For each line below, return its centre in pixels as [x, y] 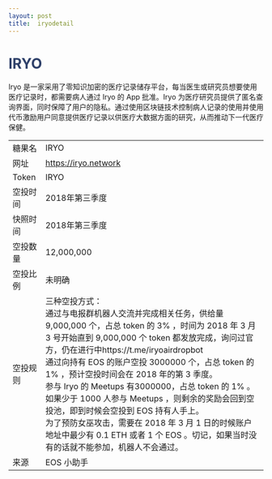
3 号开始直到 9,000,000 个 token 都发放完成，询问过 [145, 338]
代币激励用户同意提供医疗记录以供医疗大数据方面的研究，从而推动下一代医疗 [136, 118]
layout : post [30, 16]
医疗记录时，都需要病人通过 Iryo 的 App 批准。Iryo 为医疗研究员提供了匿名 [132, 97]
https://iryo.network [83, 163]
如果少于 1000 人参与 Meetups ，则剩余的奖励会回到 [146, 399]
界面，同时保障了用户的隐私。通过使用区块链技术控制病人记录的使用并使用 [139, 107]
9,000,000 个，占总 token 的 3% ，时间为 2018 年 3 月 [151, 326]
